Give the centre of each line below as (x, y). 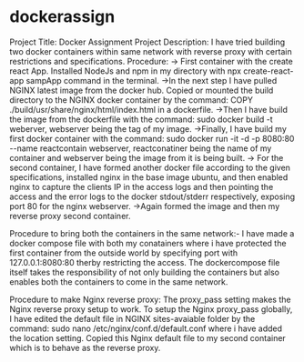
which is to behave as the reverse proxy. (85, 347)
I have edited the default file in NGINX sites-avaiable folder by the (132, 318)
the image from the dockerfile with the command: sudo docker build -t (141, 119)
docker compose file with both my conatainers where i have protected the (148, 243)
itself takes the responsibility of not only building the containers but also (145, 272)
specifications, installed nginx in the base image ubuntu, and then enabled (149, 177)
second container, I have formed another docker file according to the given (150, 167)
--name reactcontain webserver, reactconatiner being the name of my (141, 148)
